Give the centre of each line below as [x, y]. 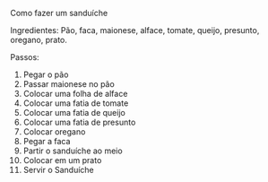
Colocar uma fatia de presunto [79, 122]
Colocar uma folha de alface [75, 94]
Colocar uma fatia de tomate [76, 103]
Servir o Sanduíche [59, 170]
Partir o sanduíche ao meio [73, 151]
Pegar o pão [46, 74]
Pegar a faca [47, 141]
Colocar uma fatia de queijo [74, 113]
